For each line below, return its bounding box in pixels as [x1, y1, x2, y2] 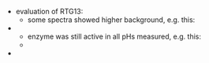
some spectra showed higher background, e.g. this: [27, 15, 196, 24]
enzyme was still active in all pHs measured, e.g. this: [27, 31, 201, 41]
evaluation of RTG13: [15, 7, 84, 16]
